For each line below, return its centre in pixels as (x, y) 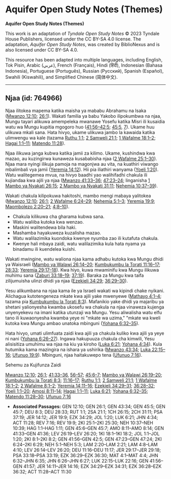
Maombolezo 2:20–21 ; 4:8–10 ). (37, 206)
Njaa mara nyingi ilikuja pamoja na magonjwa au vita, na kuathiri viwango (82, 164)
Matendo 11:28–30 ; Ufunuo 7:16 (38, 396)
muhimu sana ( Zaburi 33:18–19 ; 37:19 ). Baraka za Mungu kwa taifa (75, 275)
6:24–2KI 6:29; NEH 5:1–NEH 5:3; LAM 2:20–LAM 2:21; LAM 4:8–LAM (85, 444)
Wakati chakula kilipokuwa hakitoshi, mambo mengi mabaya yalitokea (78, 195)
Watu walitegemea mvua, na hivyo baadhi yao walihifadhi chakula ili (76, 175)
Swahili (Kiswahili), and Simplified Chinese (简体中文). (62, 77)
